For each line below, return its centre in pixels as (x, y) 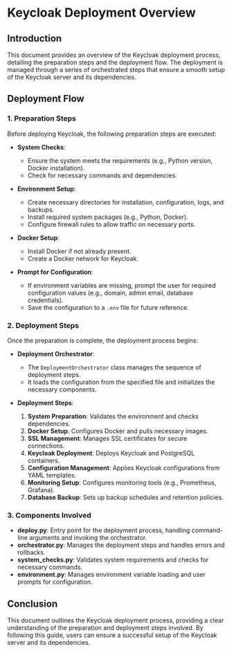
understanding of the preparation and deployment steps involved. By (105, 628)
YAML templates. (52, 475)
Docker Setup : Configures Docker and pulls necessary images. (118, 430)
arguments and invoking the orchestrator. (88, 538)
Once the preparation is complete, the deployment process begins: (103, 340)
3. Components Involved (49, 515)
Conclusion (33, 603)
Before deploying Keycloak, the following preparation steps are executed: (112, 134)
